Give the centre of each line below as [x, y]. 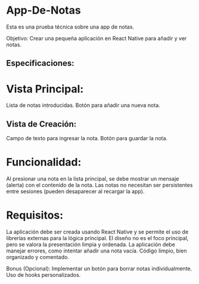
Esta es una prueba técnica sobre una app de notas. [70, 27]
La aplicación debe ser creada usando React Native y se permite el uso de [97, 232]
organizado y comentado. [38, 257]
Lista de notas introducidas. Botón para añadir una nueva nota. [83, 105]
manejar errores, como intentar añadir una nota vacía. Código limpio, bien [97, 251]
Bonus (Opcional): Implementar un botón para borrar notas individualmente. [99, 269]
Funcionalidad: [44, 162]
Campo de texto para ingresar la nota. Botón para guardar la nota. [87, 138]
